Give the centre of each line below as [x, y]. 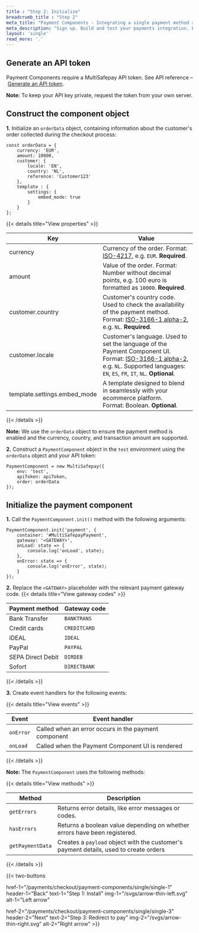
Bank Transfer [29, 618]
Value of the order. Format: [140, 265]
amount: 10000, [36, 155]
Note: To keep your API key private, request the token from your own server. [99, 95]
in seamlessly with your [135, 390]
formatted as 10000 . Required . [144, 287]
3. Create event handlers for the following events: [67, 693]
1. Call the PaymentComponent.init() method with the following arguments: [96, 520]
